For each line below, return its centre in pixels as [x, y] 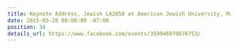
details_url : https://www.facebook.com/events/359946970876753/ [104, 34]
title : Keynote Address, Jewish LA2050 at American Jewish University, [115, 14]
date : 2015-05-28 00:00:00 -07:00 [58, 20]
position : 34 [27, 27]
